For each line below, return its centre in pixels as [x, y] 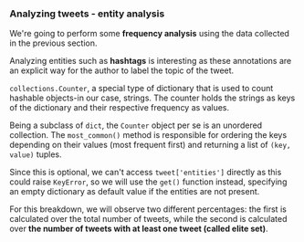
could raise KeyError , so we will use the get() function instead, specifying [148, 182]
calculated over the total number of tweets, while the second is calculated [148, 219]
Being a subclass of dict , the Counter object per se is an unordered [136, 125]
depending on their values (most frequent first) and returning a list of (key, [150, 145]
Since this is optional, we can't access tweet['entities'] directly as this [146, 173]
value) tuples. [36, 154]
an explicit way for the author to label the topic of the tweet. [122, 70]
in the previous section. [53, 43]
